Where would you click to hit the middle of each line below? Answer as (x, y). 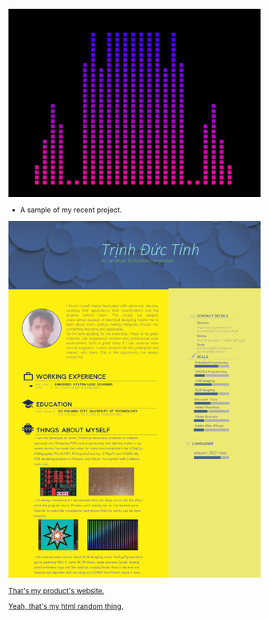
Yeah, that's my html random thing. (66, 606)
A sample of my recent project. (71, 210)
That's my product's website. (56, 591)
